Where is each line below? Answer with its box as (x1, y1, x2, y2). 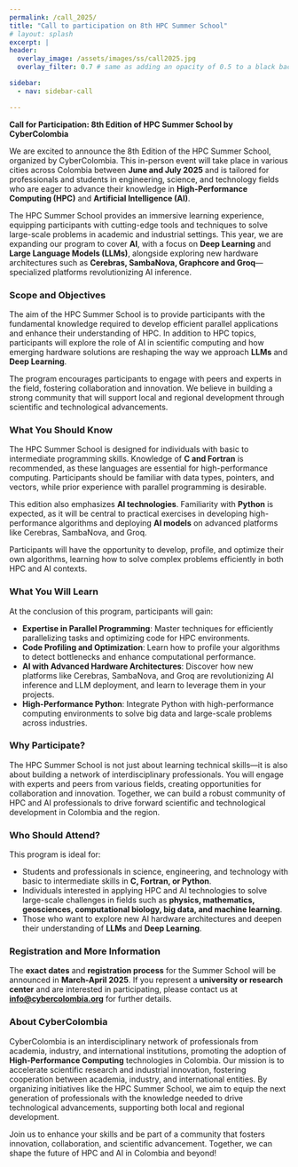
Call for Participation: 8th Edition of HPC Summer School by (9, 119, 233, 130)
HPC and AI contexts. (9, 563, 88, 574)
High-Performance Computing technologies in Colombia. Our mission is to (9, 1054, 285, 1066)
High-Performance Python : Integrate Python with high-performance (21, 698, 274, 709)
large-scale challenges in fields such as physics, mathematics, (21, 894, 255, 906)
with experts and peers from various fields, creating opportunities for (9, 778, 262, 789)
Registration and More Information (9, 945, 161, 957)
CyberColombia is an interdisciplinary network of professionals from (9, 1036, 259, 1046)
